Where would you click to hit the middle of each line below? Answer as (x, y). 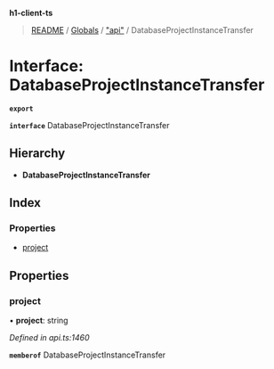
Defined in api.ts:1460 (49, 338)
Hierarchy (37, 154)
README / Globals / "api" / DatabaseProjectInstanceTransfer (142, 30)
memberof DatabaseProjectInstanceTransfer (88, 355)
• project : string (39, 321)
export (21, 109)
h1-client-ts (31, 13)
